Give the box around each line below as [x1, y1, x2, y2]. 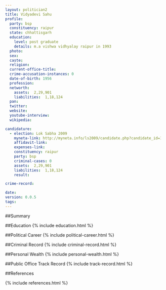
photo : [9, 48, 23, 53]
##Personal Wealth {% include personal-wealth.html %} [5, 251, 120, 257]
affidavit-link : [14, 140, 48, 145]
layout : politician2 [5, 7, 48, 12]
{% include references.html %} [5, 280, 68, 286]
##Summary [5, 213, 31, 219]
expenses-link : [14, 145, 45, 150]
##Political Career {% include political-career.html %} [5, 232, 115, 238]
